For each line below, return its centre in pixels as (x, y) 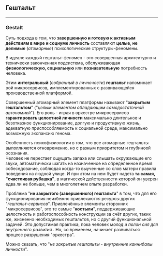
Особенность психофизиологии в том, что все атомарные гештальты (77, 143)
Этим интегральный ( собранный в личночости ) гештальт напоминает (79, 83)
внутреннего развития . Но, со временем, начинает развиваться (73, 230)
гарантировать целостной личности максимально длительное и (74, 118)
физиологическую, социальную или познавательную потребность (76, 68)
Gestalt (14, 27)
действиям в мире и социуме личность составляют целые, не (72, 43)
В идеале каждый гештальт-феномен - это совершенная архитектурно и (81, 58)
